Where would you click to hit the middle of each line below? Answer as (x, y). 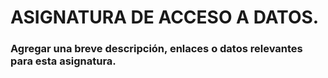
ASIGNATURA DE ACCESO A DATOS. (165, 17)
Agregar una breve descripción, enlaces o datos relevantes (156, 49)
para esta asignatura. (63, 61)
